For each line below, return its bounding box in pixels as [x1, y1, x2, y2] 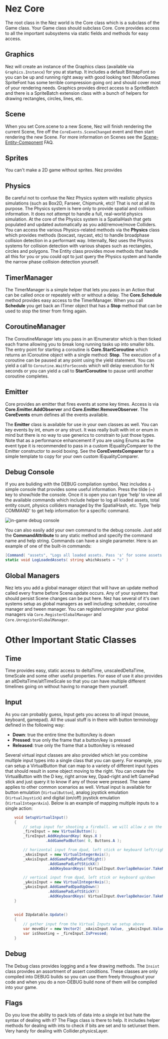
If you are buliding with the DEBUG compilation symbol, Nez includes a [5, 481, 151, 487]
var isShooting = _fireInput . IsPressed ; [23, 931, 108, 936]
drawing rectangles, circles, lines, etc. [5, 95, 83, 101]
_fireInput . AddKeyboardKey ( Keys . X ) [23, 833, 101, 839]
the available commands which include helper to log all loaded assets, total [5, 497, 160, 503]
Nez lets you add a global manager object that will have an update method [5, 585, 158, 591]
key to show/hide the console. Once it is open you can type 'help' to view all [5, 492, 162, 498]
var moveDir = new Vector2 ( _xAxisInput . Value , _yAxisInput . [23, 926, 153, 932]
